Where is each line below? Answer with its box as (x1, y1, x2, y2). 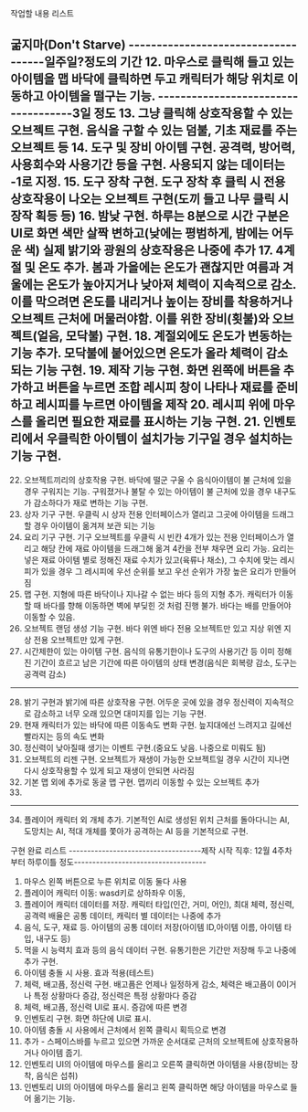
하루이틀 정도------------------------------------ (27, 856, 207, 867)
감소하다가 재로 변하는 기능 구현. (33, 497, 149, 508)
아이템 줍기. (40, 1047, 83, 1058)
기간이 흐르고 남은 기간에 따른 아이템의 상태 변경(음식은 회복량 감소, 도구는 (33, 657, 298, 668)
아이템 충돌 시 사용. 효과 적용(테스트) (23, 967, 154, 978)
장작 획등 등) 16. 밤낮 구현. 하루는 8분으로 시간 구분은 (10, 208, 290, 224)
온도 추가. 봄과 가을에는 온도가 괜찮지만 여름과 (37, 259, 281, 276)
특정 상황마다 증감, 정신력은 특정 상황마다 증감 (33, 990, 197, 1001)
